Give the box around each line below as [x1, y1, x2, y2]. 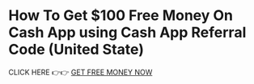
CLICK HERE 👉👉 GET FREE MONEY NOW [8, 67, 153, 77]
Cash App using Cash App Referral [8, 23, 247, 42]
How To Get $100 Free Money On [8, 6, 233, 25]
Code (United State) [8, 41, 144, 58]
